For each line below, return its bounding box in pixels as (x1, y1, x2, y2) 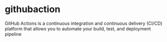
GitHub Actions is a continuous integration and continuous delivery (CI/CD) (5, 20, 163, 26)
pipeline (5, 31, 21, 37)
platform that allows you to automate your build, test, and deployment (5, 25, 151, 31)
